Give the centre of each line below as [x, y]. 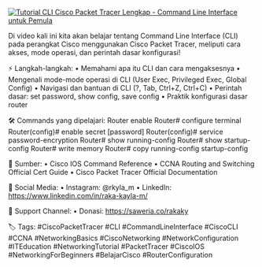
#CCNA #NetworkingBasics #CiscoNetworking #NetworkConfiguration [123, 238]
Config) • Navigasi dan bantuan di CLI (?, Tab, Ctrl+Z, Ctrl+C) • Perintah [125, 88]
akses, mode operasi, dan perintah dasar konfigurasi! [94, 52]
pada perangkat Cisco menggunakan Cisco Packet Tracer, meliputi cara [125, 44]
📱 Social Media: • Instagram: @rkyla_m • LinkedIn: [90, 187]
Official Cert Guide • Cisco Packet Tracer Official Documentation [113, 172]
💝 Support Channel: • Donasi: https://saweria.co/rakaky [98, 211]
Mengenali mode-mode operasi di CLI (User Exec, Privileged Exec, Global [127, 80]
